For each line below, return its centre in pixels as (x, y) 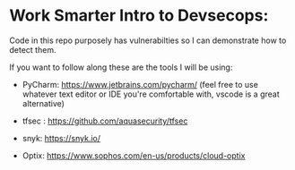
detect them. (33, 49)
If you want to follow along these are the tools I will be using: (121, 67)
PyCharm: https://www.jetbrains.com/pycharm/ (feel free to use (140, 84)
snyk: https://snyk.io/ (61, 138)
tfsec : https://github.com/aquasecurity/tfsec (105, 121)
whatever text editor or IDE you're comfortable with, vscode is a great (151, 94)
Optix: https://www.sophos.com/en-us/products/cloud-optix (134, 155)
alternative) (43, 103)
